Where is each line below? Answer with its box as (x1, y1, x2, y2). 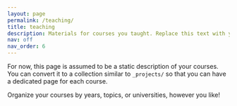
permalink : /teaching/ (7, 17, 74, 24)
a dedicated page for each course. (7, 77, 108, 85)
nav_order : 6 (7, 43, 46, 50)
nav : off (7, 37, 33, 44)
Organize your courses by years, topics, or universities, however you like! (7, 91, 221, 99)
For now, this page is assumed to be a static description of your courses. (7, 62, 219, 70)
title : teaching (7, 23, 55, 30)
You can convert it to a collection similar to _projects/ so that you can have (7, 69, 227, 78)
